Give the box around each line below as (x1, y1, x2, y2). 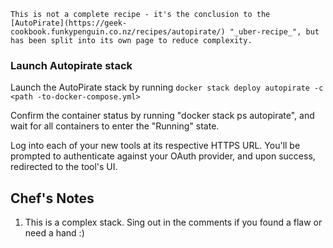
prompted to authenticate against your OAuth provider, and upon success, (10, 150, 316, 162)
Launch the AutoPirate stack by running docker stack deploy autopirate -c (10, 81, 324, 94)
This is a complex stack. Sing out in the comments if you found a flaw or (24, 216, 323, 229)
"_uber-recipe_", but (229, 27, 320, 37)
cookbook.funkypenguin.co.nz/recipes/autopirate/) (10, 27, 226, 37)
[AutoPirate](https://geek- (10, 18, 128, 28)
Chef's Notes (10, 190, 95, 207)
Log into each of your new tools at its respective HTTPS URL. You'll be (10, 140, 301, 152)
